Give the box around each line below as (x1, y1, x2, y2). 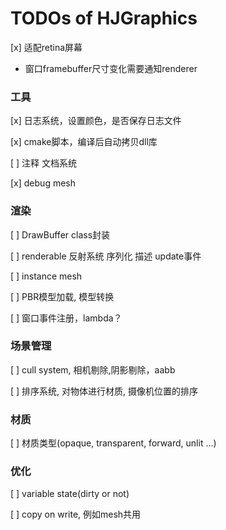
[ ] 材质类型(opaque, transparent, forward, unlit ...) (10, 437, 217, 449)
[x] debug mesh (10, 177, 76, 189)
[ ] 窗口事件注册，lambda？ (10, 312, 123, 324)
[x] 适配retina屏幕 (10, 41, 83, 53)
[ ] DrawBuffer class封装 (10, 228, 111, 241)
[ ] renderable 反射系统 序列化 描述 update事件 (10, 250, 202, 262)
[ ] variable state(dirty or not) (10, 488, 130, 500)
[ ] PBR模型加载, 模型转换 (10, 290, 115, 302)
